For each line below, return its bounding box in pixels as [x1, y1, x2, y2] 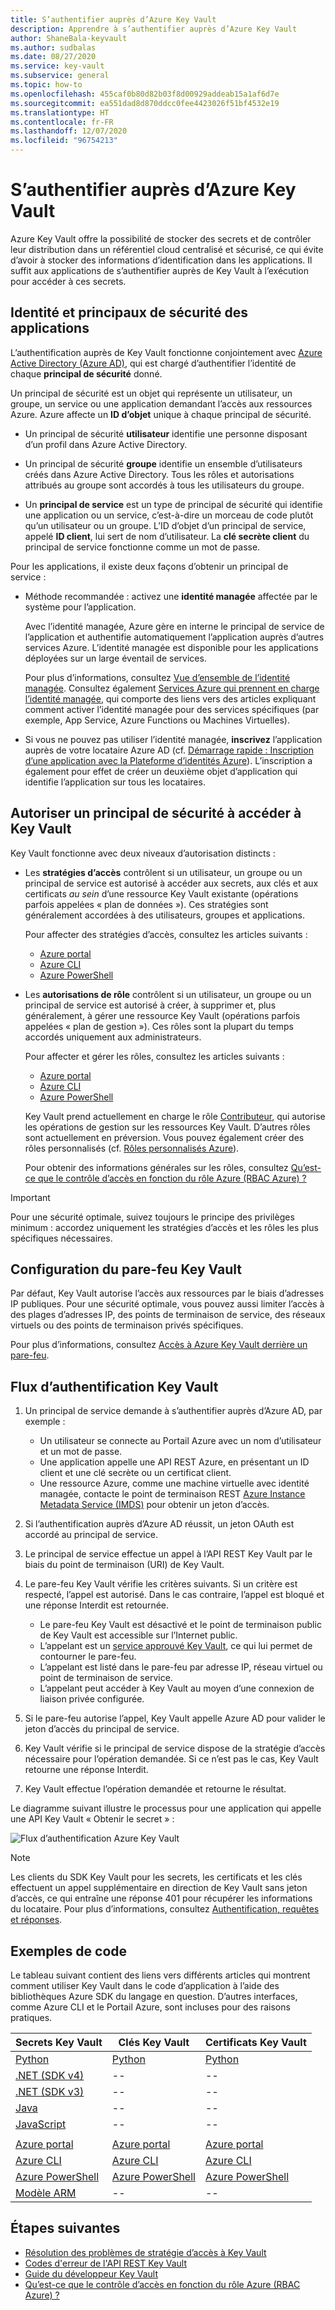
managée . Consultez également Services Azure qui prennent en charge [24, 682, 320, 694]
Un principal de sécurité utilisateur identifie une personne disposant [24, 427, 308, 440]
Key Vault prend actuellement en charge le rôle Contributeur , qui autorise [24, 1110, 326, 1122]
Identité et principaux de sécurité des [10, 304, 249, 321]
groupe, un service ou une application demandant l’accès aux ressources [10, 397, 313, 410]
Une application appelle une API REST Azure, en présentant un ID [39, 1456, 310, 1468]
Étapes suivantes [10, 2220, 121, 2237]
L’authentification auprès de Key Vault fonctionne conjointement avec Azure [10, 346, 323, 358]
